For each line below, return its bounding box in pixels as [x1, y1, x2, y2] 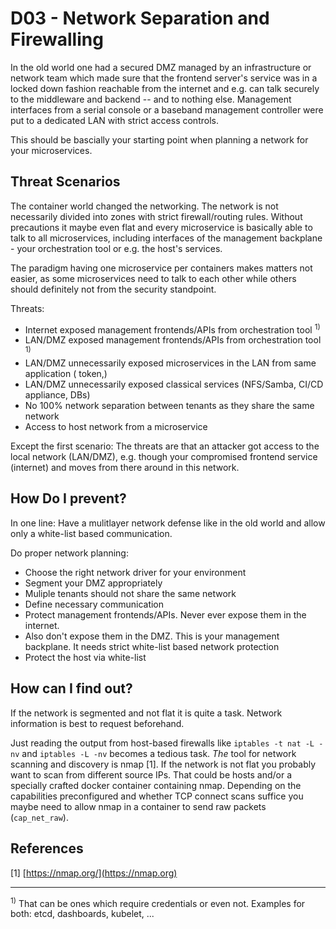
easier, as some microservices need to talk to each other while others [10, 272, 297, 284]
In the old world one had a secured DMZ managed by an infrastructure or [10, 61, 312, 73]
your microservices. [10, 144, 93, 156]
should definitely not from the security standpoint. [10, 283, 217, 295]
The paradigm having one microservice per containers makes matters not [10, 262, 313, 274]
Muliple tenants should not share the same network [24, 587, 237, 599]
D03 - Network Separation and [10, 7, 270, 30]
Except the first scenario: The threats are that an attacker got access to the [10, 440, 320, 452]
